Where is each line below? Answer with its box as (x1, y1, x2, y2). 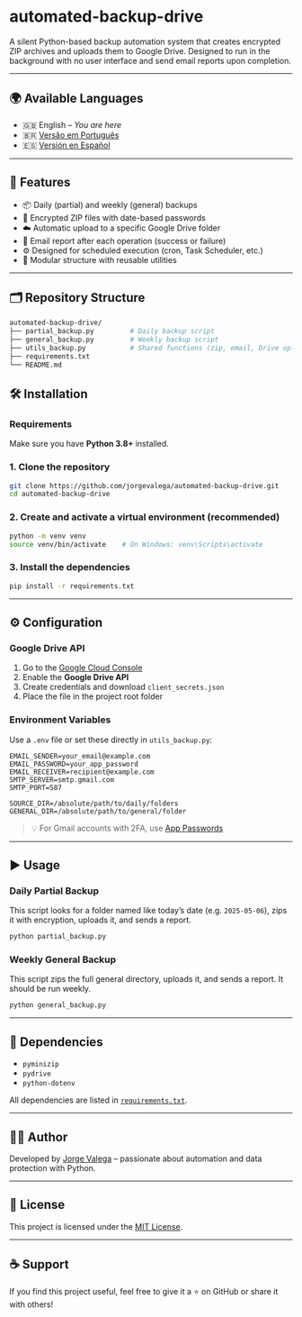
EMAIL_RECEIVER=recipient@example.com (9, 767, 155, 777)
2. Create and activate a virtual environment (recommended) (9, 511, 280, 523)
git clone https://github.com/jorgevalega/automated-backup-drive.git (9, 481, 280, 490)
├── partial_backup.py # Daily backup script (9, 327, 216, 336)
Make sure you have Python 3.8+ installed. (9, 439, 169, 450)
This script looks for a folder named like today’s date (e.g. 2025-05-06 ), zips (9, 905, 288, 916)
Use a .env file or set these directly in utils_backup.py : (9, 734, 213, 745)
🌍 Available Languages (9, 91, 144, 106)
